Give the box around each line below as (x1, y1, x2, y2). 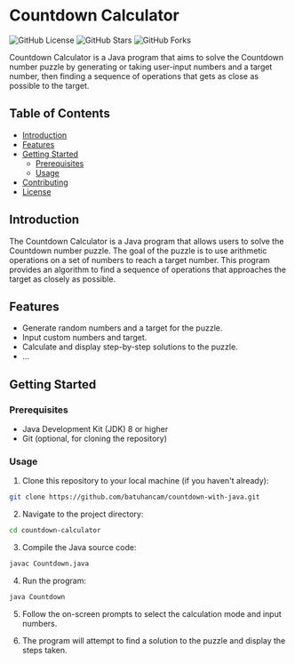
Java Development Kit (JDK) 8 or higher (21, 424, 169, 435)
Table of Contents (9, 106, 111, 121)
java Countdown (9, 592, 66, 601)
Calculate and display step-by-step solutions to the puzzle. (21, 341, 238, 352)
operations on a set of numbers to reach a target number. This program (9, 254, 271, 265)
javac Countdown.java (9, 559, 90, 569)
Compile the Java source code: (21, 542, 137, 553)
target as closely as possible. (9, 273, 116, 284)
